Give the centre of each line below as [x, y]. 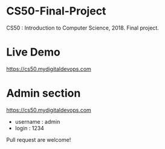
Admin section [44, 93]
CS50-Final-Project [56, 11]
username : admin [37, 121]
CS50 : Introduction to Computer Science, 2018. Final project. [82, 28]
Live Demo [33, 52]
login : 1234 [29, 128]
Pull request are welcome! [39, 139]
